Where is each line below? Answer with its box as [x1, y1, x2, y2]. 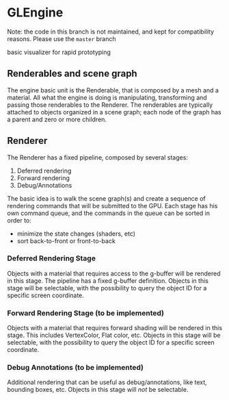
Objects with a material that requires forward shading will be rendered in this [7, 324, 223, 332]
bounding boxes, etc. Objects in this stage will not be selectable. [7, 386, 189, 394]
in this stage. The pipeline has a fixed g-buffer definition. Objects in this [7, 276, 208, 285]
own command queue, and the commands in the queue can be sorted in [7, 209, 211, 217]
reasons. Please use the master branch [7, 34, 116, 42]
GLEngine [7, 5, 64, 21]
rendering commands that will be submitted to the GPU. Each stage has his [7, 201, 218, 210]
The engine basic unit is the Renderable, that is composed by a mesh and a [7, 86, 219, 94]
